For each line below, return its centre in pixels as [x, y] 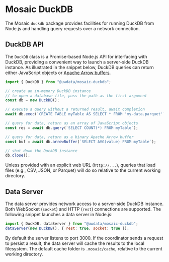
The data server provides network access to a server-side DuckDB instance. [84, 204]
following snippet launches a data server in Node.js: [59, 215]
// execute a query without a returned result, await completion [75, 109]
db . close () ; [18, 155]
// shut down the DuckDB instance [41, 151]
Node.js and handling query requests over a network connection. [72, 28]
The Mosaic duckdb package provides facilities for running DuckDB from [80, 23]
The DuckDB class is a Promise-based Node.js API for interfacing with [76, 56]
